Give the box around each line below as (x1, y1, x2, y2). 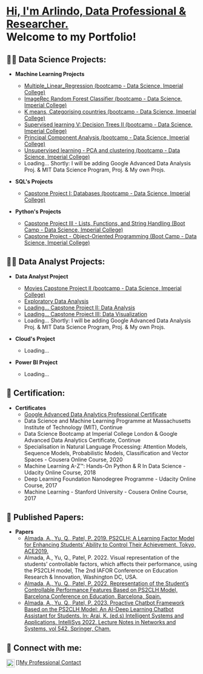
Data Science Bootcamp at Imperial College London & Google (24, 430, 178, 437)
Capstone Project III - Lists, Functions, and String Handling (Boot (24, 220, 185, 227)
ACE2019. (24, 548, 48, 555)
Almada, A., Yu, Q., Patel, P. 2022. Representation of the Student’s (24, 580, 189, 587)
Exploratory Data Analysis (24, 297, 89, 304)
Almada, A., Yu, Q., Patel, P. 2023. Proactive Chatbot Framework (24, 599, 185, 607)
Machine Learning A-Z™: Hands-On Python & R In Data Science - (24, 462, 186, 469)
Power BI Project (15, 359, 58, 366)
